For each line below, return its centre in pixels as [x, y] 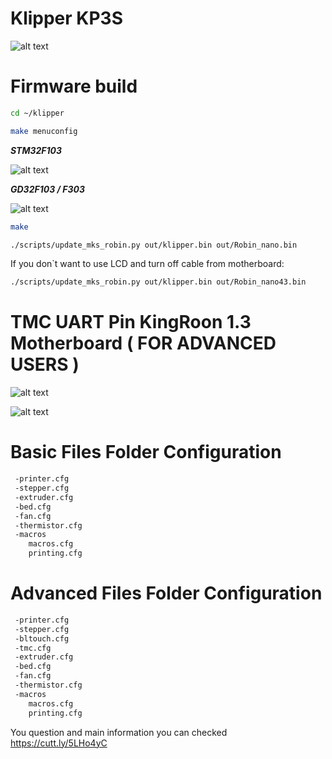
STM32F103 [36, 150]
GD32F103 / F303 [47, 189]
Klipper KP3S [67, 18]
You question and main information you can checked [119, 732]
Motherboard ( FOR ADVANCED [143, 343]
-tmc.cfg [33, 648]
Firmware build [74, 86]
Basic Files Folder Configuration [146, 452]
